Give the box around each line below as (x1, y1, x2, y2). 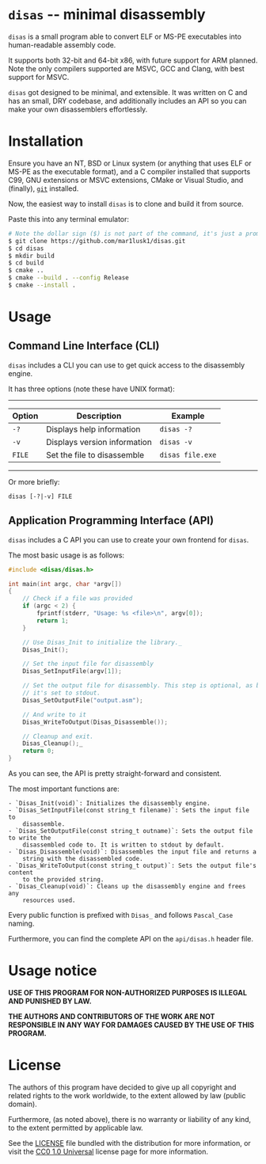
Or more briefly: (8, 477, 60, 486)
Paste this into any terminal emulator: (8, 214, 129, 223)
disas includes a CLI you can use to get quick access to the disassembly (8, 360, 245, 370)
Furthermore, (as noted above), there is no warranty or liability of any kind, (8, 1114, 252, 1124)
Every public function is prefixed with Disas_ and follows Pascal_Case (8, 911, 234, 920)
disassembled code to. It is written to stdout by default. (22, 841, 225, 849)
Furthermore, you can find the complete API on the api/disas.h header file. (8, 934, 254, 944)
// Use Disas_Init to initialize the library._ (22, 638, 182, 646)
